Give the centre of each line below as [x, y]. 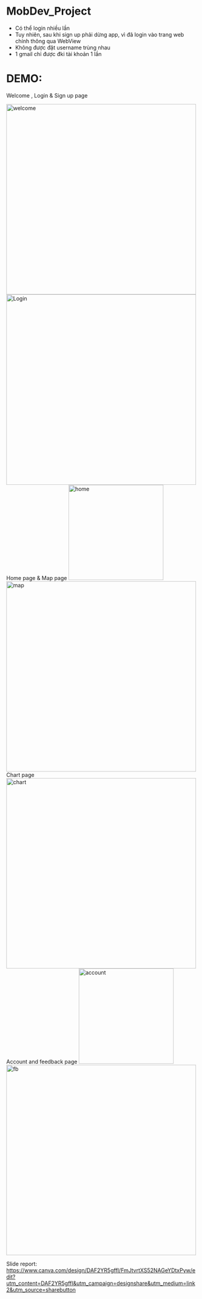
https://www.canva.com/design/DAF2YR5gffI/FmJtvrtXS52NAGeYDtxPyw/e [101, 1270]
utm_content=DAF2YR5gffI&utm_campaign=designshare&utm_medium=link [101, 1283]
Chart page [20, 774]
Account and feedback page [42, 1061]
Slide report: [22, 1264]
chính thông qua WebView [48, 41]
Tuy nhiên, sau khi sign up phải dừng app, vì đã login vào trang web [99, 34]
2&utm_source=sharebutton [41, 1289]
